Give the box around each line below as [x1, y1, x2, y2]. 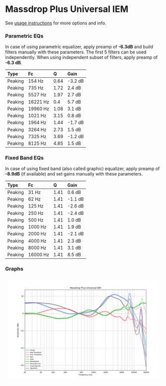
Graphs [5, 265, 23, 272]
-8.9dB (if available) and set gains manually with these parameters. [5, 171, 143, 177]
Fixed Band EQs [5, 154, 44, 161]
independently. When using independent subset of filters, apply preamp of [5, 54, 158, 60]
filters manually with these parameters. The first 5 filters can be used [5, 49, 147, 55]
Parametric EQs [5, 32, 44, 39]
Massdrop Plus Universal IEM [5, 3, 128, 15]
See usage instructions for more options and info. [5, 20, 107, 26]
